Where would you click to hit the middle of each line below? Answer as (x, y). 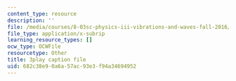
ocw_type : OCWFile (34, 46)
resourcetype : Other (38, 54)
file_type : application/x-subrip (56, 33)
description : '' (31, 20)
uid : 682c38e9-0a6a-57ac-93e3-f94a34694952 (72, 66)
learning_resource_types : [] (50, 40)
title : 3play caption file (47, 60)
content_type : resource (42, 14)
